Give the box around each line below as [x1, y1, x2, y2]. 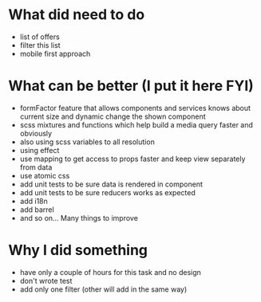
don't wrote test [19, 276, 73, 285]
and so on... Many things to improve [19, 213, 138, 222]
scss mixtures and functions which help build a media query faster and [19, 120, 254, 129]
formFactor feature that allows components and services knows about [19, 103, 251, 112]
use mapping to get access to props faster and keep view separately [19, 154, 246, 163]
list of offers [19, 32, 60, 41]
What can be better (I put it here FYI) [8, 77, 254, 95]
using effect [19, 145, 60, 155]
